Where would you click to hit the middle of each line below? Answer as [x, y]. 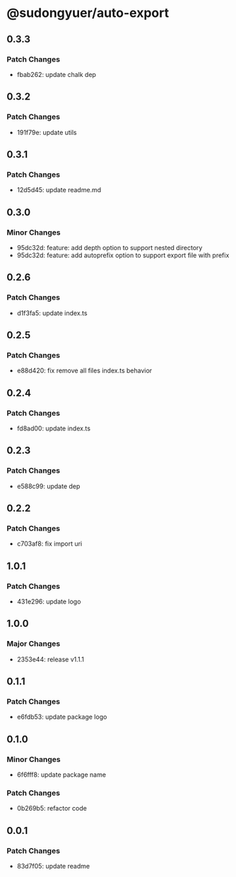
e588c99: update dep [48, 486]
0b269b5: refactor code [52, 808]
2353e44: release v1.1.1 [50, 659]
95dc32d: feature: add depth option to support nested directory [110, 247]
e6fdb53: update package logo [62, 717]
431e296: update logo [49, 601]
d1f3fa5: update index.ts [52, 313]
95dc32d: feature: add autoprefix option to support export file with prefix [123, 255]
